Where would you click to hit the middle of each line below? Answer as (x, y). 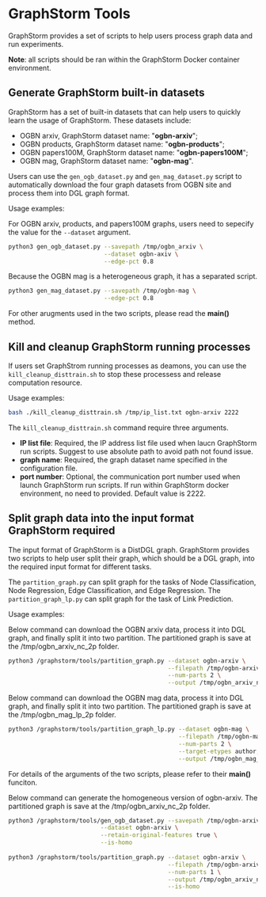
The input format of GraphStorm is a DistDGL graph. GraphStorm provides (129, 549)
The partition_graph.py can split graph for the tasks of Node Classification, (132, 582)
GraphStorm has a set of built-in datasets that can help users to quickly (125, 112)
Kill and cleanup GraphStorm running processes (129, 346)
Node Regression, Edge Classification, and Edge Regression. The (115, 590)
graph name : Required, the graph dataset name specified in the (123, 459)
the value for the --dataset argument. (70, 232)
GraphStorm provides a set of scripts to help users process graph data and (131, 36)
